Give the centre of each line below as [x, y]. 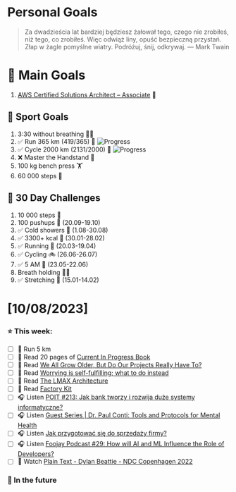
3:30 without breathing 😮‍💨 [55, 134]
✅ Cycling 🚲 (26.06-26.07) [57, 254]
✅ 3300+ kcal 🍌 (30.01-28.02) [61, 238]
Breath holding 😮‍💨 [44, 272]
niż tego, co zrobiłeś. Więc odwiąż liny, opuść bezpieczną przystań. [123, 39]
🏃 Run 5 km [34, 349]
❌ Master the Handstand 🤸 [56, 157]
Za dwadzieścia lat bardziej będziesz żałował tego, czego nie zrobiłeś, [126, 32]
